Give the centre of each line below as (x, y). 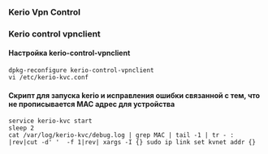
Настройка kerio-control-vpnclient (69, 53)
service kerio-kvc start (50, 121)
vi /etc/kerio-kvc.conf (49, 78)
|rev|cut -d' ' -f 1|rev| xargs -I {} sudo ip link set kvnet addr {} (132, 143)
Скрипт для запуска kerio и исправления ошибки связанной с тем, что (134, 95)
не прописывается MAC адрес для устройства (92, 104)
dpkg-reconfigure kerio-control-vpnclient (81, 71)
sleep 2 (22, 128)
